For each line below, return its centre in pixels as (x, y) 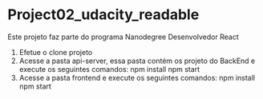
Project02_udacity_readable (103, 15)
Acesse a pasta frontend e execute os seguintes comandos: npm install (137, 77)
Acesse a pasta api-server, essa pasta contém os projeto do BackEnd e (137, 61)
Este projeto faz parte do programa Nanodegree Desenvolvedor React (123, 37)
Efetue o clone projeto (56, 52)
